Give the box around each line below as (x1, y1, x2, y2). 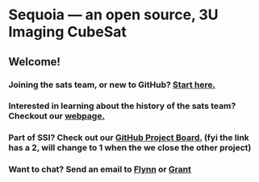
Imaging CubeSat (8, 23, 127, 41)
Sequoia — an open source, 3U (8, 6, 219, 24)
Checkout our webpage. (8, 110, 105, 122)
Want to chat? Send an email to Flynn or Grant (8, 163, 191, 175)
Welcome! (8, 55, 61, 68)
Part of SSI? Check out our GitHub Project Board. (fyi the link (8, 132, 250, 143)
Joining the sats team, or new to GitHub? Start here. (8, 79, 216, 90)
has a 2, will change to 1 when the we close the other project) (8, 143, 252, 154)
